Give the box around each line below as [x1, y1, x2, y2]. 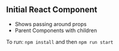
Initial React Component [6, 5, 98, 15]
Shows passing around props [14, 20, 87, 27]
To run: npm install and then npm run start [6, 38, 114, 45]
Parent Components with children [14, 27, 97, 34]
